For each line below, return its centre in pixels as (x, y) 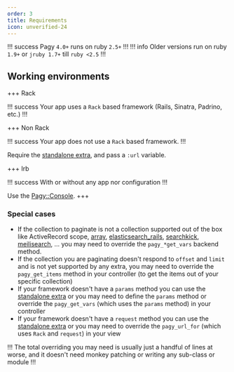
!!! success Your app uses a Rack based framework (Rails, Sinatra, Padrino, (115, 107)
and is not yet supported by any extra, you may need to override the (116, 267)
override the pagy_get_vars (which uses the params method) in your (114, 304)
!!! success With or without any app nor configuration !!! (88, 182)
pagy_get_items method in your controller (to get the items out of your (118, 274)
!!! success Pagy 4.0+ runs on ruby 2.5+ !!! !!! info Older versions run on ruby (117, 47)
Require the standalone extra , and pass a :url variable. (87, 155)
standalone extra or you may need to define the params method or (112, 296)
